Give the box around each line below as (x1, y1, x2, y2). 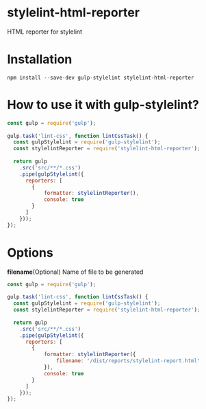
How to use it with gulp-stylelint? (7, 97, 200, 113)
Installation (7, 51, 73, 67)
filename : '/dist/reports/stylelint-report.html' (55, 358, 201, 364)
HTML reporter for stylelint (7, 27, 83, 36)
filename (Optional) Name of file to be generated (7, 268, 144, 276)
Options (7, 245, 53, 260)
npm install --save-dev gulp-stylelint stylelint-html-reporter (7, 74, 194, 81)
